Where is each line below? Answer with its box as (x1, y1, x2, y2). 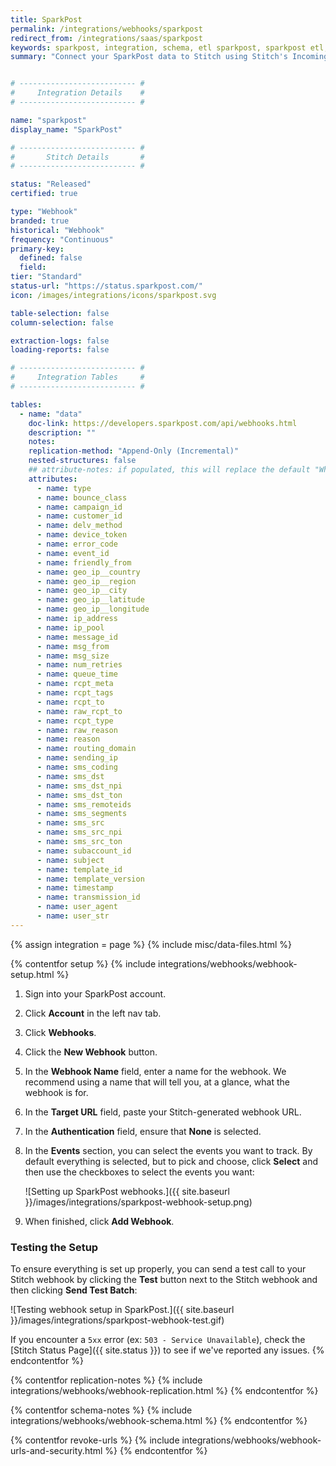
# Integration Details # (10, 88, 145, 98)
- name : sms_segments (36, 809, 128, 819)
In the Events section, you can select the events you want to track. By (24, 1144, 313, 1156)
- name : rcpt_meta (36, 679, 114, 689)
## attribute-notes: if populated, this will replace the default (28, 465, 311, 475)
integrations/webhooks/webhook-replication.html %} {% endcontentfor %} (10, 1385, 319, 1397)
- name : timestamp (36, 883, 114, 893)
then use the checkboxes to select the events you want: (24, 1166, 255, 1178)
